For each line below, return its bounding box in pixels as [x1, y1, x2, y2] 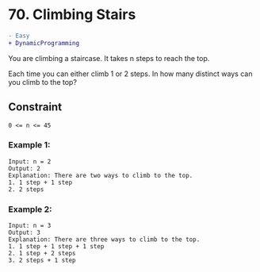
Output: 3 [8, 228, 41, 237]
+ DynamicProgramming [8, 39, 80, 47]
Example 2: [8, 204, 52, 215]
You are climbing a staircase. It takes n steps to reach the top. [8, 53, 210, 63]
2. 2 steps [8, 185, 44, 193]
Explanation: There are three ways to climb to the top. [8, 236, 201, 243]
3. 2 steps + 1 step [8, 256, 77, 265]
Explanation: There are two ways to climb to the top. [8, 171, 193, 179]
